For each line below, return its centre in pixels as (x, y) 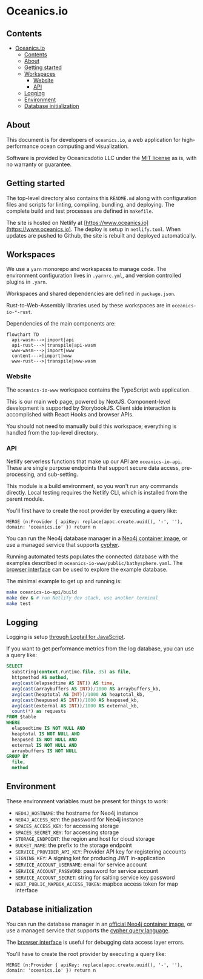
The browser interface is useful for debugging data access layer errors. (95, 942)
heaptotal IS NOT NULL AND (46, 734)
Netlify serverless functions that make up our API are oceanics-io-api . (94, 461)
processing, (21, 475)
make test (19, 603)
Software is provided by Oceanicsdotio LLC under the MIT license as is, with (101, 158)
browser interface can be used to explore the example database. (87, 570)
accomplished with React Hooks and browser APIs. (70, 414)
